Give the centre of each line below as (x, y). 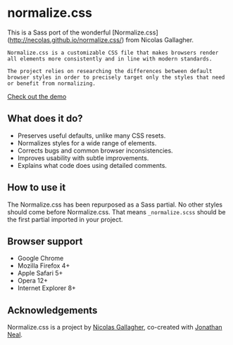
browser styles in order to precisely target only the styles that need (116, 77)
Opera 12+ (32, 281)
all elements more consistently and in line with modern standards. (110, 59)
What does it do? (45, 118)
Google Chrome (40, 259)
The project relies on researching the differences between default (110, 71)
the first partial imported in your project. (65, 219)
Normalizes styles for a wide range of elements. (87, 143)
